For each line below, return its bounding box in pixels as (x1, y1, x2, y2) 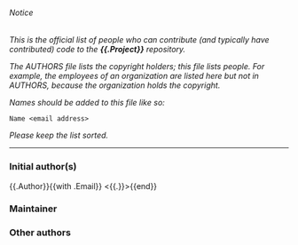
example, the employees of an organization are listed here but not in (9, 71, 260, 82)
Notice (9, 7, 34, 18)
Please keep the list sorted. (9, 130, 109, 141)
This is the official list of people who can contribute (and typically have (9, 35, 270, 45)
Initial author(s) (9, 161, 77, 173)
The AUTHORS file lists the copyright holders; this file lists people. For (9, 61, 265, 72)
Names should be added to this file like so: (9, 98, 166, 108)
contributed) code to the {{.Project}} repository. (9, 44, 186, 55)
